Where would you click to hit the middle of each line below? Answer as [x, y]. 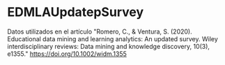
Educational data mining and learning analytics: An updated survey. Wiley [113, 38]
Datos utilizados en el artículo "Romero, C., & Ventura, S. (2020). [100, 31]
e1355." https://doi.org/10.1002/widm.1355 [67, 54]
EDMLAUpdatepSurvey [76, 12]
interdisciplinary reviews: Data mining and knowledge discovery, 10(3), [109, 46]
